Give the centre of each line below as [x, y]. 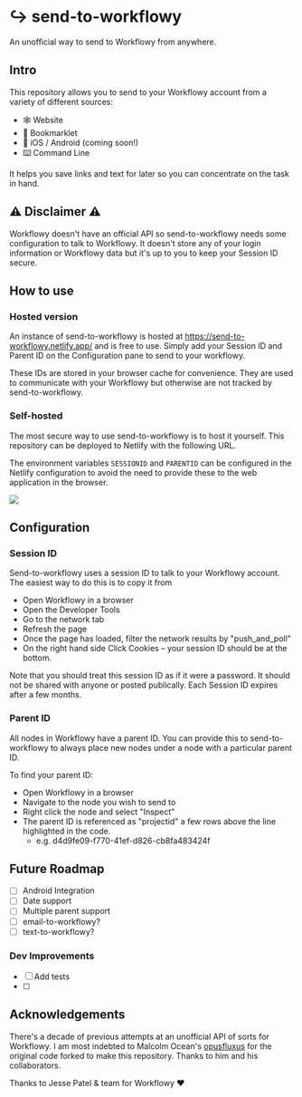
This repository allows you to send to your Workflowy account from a [138, 91]
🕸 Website [42, 120]
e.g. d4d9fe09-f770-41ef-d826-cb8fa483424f [123, 841]
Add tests [52, 977]
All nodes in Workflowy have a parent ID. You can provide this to [129, 738]
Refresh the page [55, 629]
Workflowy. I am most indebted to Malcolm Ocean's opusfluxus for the [141, 1046]
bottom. [37, 658]
